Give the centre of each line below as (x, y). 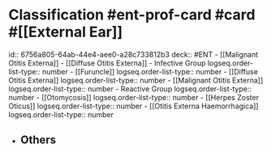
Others (38, 140)
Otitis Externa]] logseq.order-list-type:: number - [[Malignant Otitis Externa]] (136, 80)
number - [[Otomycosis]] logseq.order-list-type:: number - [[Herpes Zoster (134, 97)
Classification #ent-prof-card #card (132, 15)
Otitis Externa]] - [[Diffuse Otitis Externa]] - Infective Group (107, 63)
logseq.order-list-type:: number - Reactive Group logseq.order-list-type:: (130, 89)
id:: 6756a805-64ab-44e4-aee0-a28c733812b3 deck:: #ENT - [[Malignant (133, 54)
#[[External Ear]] (66, 32)
